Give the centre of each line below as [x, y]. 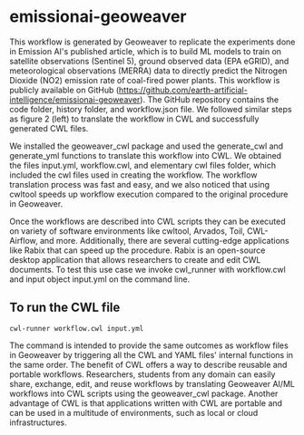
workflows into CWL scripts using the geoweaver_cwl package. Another [144, 393]
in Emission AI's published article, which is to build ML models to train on [146, 51]
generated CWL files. [49, 128]
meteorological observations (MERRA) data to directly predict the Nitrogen [148, 71]
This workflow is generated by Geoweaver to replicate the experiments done [152, 42]
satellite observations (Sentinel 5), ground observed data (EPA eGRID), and [149, 61]
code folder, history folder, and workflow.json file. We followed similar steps [151, 109]
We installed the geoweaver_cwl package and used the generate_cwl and [147, 146]
